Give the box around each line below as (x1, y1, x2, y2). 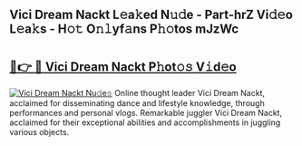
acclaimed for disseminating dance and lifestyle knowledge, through (9, 98, 265, 108)
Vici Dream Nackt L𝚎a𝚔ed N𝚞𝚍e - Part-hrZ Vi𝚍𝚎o (9, 7, 293, 23)
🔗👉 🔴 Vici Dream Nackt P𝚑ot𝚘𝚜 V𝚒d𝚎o (9, 59, 238, 74)
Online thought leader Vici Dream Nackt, (114, 88, 266, 98)
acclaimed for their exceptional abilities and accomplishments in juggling (9, 117, 281, 128)
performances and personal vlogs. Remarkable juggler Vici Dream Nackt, (9, 108, 283, 118)
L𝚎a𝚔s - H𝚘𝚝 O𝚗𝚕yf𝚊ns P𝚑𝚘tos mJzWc (9, 22, 239, 37)
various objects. (9, 127, 70, 137)
